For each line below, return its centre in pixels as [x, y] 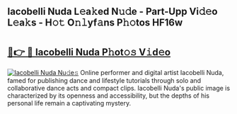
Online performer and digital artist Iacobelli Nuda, [152, 73]
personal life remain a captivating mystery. [69, 103]
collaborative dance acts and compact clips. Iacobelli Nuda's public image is [119, 88]
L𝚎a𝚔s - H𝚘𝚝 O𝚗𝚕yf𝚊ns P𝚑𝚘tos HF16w [95, 23]
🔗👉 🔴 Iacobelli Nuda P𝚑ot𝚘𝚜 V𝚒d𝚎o [89, 52]
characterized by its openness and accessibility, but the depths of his [109, 96]
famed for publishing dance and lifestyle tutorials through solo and [104, 80]
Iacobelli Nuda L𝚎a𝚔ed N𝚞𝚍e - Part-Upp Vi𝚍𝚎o [112, 12]
